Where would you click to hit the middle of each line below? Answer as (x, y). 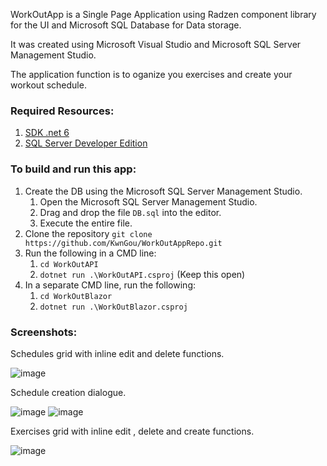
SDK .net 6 (47, 133)
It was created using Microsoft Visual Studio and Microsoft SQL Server (156, 44)
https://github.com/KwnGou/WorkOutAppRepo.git (123, 243)
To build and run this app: (73, 169)
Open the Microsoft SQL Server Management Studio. (148, 201)
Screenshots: (44, 332)
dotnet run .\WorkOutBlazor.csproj (113, 307)
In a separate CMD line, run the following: (110, 285)
